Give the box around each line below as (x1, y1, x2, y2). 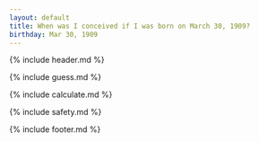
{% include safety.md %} (9, 107, 102, 118)
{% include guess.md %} (9, 72, 101, 83)
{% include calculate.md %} (9, 89, 113, 100)
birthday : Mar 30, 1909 (9, 30, 99, 39)
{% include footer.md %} (9, 124, 101, 135)
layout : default (9, 13, 70, 22)
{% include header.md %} (9, 55, 105, 66)
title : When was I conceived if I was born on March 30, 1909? (9, 22, 251, 31)
